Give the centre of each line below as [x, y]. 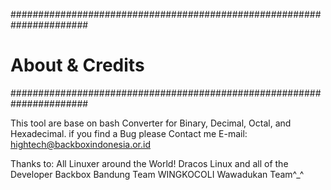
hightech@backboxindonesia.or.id [81, 144]
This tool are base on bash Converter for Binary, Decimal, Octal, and [151, 123]
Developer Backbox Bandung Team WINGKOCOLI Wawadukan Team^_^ [157, 174]
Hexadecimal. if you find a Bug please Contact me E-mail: [129, 133]
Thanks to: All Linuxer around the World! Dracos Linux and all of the [149, 163]
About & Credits [77, 65]
